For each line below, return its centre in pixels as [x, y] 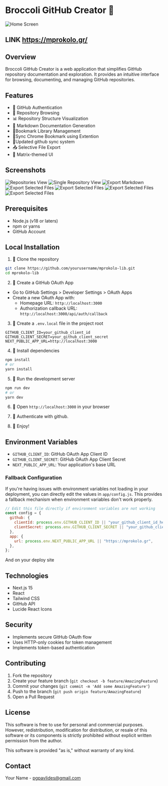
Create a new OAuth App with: [43, 298]
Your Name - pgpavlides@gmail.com [43, 778]
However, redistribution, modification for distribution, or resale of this [76, 730]
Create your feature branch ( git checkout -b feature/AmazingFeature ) [85, 681]
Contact [18, 766]
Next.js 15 [22, 588]
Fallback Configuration [34, 478]
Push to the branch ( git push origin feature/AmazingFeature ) [77, 691]
